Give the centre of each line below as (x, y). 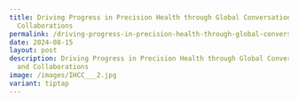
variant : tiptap (39, 83)
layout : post (33, 51)
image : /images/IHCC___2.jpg (63, 75)
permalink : (29, 34)
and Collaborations (53, 67)
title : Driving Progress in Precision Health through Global (125, 17)
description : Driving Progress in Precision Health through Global (137, 59)
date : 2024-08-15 (41, 42)
